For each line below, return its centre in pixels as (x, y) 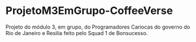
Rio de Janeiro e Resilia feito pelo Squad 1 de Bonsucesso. (77, 33)
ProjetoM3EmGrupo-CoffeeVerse (89, 11)
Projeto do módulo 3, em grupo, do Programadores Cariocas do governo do (98, 27)
